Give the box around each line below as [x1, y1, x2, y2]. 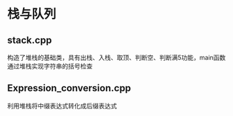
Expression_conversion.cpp [7, 82, 131, 94]
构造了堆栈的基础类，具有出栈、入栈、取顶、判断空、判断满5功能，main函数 [7, 53, 226, 61]
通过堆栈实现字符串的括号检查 [7, 62, 93, 70]
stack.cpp [7, 34, 52, 46]
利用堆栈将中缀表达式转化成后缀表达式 [7, 101, 117, 110]
